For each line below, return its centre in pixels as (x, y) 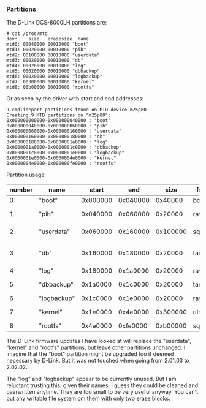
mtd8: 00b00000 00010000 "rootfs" (51, 88)
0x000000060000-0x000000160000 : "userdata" (64, 131)
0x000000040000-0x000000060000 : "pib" (57, 126)
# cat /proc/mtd (27, 34)
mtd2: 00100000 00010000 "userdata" (53, 55)
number (21, 190)
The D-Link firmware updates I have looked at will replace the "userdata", (99, 341)
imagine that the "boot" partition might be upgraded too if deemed (90, 354)
